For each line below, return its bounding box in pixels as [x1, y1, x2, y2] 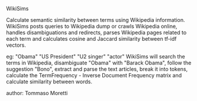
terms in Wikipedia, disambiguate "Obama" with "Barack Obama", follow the [6, 59, 192, 66]
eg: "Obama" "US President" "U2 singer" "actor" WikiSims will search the [6, 53, 185, 60]
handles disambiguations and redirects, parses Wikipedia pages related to [6, 29, 187, 36]
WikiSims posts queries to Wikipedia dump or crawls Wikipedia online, [6, 23, 177, 30]
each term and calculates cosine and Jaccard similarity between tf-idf [6, 35, 177, 42]
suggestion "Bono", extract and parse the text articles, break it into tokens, [6, 66, 188, 73]
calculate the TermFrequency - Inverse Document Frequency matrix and [6, 72, 182, 79]
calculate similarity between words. [6, 78, 93, 85]
